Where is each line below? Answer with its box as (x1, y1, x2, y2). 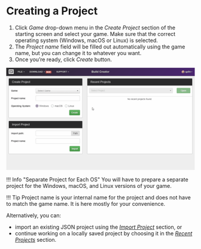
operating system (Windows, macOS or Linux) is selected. (14, 37, 159, 44)
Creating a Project (6, 4, 98, 18)
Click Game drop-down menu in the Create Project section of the (14, 24, 176, 31)
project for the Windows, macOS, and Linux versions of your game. (6, 182, 172, 189)
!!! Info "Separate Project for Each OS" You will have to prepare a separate (6, 175, 188, 183)
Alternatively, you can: (6, 211, 62, 219)
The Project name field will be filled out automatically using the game (14, 43, 185, 50)
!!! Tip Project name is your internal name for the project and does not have (6, 193, 191, 201)
